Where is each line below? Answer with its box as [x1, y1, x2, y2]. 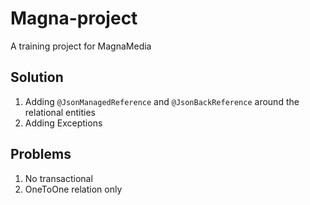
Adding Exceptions [24, 117, 103, 129]
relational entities [24, 106, 97, 118]
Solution [10, 69, 64, 86]
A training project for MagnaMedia [10, 40, 152, 52]
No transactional [24, 172, 93, 184]
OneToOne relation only [24, 183, 123, 195]
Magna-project [10, 7, 138, 30]
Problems [10, 146, 72, 163]
